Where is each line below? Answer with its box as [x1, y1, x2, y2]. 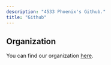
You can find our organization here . [6, 52, 94, 60]
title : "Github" [6, 14, 47, 20]
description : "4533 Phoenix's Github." [6, 8, 106, 15]
